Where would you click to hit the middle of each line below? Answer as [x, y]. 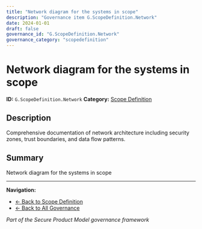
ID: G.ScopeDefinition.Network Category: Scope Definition [79, 99]
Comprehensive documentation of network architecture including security [98, 133]
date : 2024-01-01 [28, 23]
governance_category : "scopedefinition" [58, 40]
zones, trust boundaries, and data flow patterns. [66, 139]
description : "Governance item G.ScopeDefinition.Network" [82, 17]
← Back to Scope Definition [49, 201]
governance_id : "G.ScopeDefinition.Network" [63, 34]
